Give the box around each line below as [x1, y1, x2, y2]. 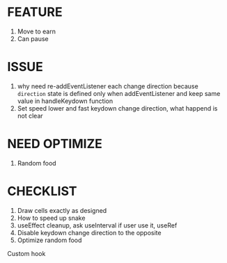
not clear [17, 111, 43, 120]
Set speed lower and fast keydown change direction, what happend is [17, 104, 218, 112]
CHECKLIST [7, 184, 78, 199]
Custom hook [7, 249, 46, 257]
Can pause [17, 34, 49, 42]
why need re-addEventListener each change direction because [17, 81, 198, 90]
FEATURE [7, 4, 63, 20]
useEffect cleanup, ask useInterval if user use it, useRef [17, 221, 178, 230]
